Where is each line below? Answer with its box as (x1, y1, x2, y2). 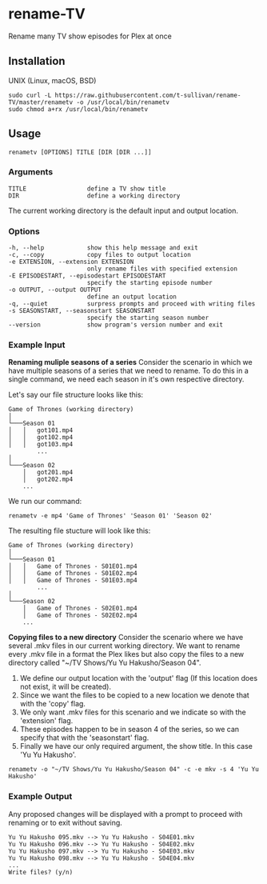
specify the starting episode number (86, 279, 213, 287)
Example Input (8, 339, 66, 350)
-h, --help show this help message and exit (8, 244, 198, 252)
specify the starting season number (86, 314, 209, 322)
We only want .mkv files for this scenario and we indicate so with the (19, 707, 246, 717)
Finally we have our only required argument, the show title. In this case (19, 742, 253, 751)
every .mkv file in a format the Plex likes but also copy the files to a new (8, 650, 245, 659)
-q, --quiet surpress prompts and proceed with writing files (8, 300, 256, 308)
